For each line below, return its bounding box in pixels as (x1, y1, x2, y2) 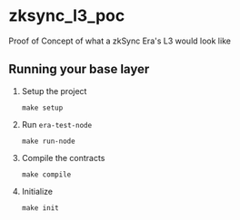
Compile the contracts (21, 152, 105, 163)
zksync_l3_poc (8, 5, 125, 26)
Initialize (21, 186, 54, 196)
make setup (21, 103, 64, 112)
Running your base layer (8, 62, 150, 77)
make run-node (21, 137, 75, 146)
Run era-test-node (21, 119, 93, 129)
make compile (21, 169, 72, 179)
